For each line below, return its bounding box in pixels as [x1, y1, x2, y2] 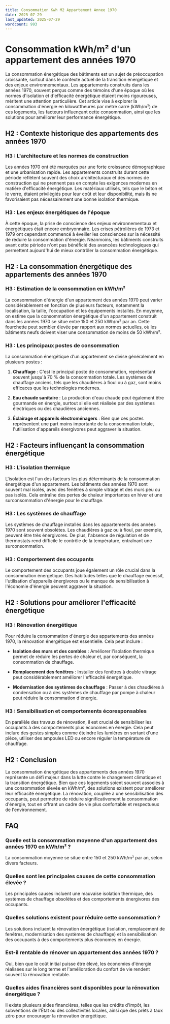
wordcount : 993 [5, 21, 38, 27]
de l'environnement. [5, 806, 47, 813]
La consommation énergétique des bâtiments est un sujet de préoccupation [5, 71, 164, 77]
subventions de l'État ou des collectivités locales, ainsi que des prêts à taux [5, 1007, 163, 1014]
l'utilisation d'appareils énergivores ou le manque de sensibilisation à [5, 578, 149, 584]
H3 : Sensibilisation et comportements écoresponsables [5, 707, 147, 715]
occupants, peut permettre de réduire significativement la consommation [5, 796, 158, 802]
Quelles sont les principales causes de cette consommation [5, 873, 156, 880]
